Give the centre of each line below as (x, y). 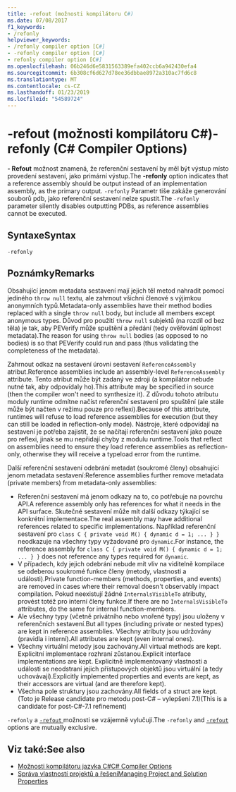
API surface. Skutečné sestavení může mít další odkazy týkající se (113, 511)
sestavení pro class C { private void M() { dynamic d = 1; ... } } (118, 534)
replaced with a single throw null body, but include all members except (111, 313)
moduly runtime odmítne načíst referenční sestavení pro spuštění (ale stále (116, 401)
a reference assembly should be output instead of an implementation (107, 183)
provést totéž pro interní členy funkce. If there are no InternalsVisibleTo (122, 601)
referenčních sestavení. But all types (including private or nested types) (120, 623)
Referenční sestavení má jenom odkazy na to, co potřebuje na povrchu (120, 496)
